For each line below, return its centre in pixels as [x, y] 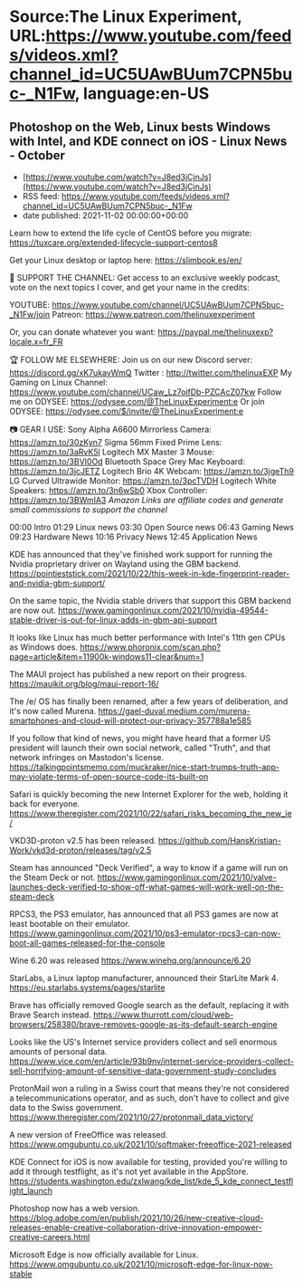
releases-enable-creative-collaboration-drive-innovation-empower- [136, 1227]
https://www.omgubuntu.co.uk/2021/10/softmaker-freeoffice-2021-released [151, 1144]
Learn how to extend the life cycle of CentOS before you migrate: [131, 233]
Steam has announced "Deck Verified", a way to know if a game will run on [149, 868]
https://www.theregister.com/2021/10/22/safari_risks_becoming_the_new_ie [151, 813]
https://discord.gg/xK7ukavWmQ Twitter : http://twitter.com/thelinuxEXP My [151, 372]
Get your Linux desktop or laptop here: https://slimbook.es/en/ [126, 260]
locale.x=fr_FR [36, 342]
